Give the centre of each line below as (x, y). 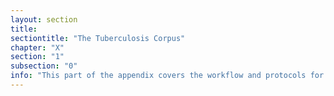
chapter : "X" (37, 47)
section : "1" (37, 57)
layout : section (44, 19)
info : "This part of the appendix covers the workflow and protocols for (167, 76)
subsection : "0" (44, 66)
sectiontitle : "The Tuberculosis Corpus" (98, 38)
